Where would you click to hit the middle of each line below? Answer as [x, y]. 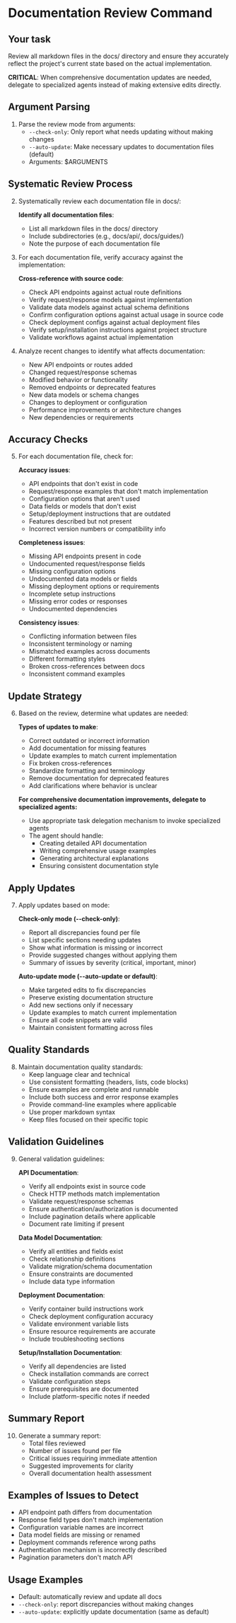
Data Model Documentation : [60, 1237]
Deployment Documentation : [61, 1295]
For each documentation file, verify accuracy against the [100, 257]
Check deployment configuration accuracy [91, 1316]
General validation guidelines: [61, 1159]
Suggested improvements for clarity [81, 1465]
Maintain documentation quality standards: [81, 1067]
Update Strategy [45, 696]
